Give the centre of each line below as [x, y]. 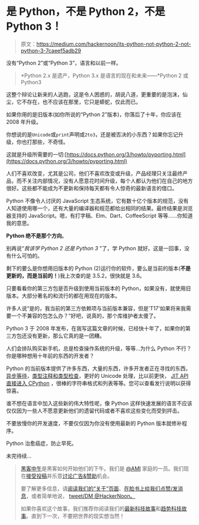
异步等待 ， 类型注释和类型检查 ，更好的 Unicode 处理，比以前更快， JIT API [97, 376]
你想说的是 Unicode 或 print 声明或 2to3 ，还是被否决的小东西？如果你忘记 [92, 134]
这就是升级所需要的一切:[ [36, 154]
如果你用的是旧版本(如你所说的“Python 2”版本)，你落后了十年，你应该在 [94, 114]
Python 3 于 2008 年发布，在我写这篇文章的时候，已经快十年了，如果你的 [96, 328]
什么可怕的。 [27, 256]
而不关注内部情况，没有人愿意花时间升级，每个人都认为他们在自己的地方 [105, 180]
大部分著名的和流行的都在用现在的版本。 [71, 295]
